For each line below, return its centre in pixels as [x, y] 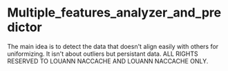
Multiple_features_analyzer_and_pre [114, 13]
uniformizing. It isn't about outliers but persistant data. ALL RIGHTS [103, 54]
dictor [25, 27]
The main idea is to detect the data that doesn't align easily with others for [113, 46]
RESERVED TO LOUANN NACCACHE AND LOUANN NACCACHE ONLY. [108, 61]
